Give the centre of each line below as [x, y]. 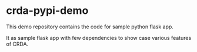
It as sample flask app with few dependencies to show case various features [99, 38]
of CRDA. [17, 44]
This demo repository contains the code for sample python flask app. [90, 27]
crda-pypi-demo [47, 11]
